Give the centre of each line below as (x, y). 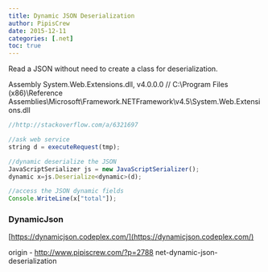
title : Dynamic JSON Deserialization (72, 16)
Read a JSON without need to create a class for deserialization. (113, 69)
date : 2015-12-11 (37, 31)
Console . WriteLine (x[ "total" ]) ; (62, 199)
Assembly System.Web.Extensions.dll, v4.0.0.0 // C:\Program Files (118, 85)
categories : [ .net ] (41, 38)
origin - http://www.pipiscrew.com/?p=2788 (81, 253)
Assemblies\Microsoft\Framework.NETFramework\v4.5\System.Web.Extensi (134, 102)
